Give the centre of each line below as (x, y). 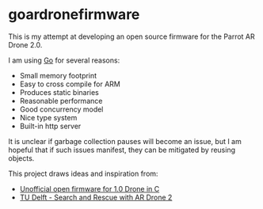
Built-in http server (50, 126)
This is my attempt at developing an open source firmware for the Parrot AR (131, 36)
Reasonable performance (61, 101)
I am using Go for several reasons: (64, 60)
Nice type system (48, 117)
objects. (21, 158)
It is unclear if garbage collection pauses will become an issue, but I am (125, 141)
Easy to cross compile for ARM (70, 84)
